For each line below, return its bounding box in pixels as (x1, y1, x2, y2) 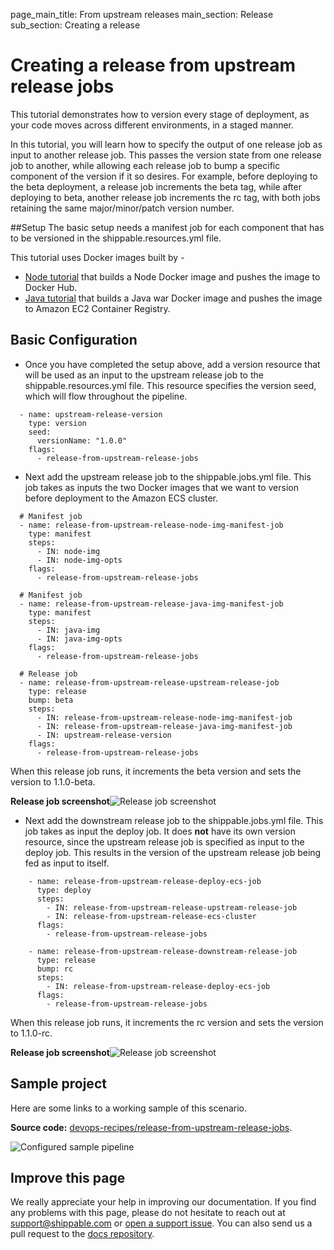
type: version (28, 418, 87, 428)
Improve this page (10, 1169, 126, 1186)
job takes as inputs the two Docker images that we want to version (24, 481, 299, 493)
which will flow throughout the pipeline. (24, 390, 188, 402)
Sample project (10, 1075, 107, 1093)
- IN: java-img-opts (36, 634, 123, 644)
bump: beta (28, 695, 74, 705)
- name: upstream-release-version (19, 409, 163, 419)
